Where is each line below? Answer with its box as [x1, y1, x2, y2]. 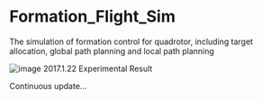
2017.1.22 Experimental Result [43, 63, 153, 74]
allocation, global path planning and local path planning [9, 45, 214, 56]
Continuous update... [9, 80, 87, 91]
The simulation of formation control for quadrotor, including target [9, 36, 254, 47]
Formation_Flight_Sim [9, 6, 176, 27]
